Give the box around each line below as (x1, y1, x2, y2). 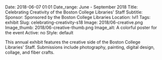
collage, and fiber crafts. (5, 49, 55, 55)
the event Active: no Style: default (5, 30, 73, 35)
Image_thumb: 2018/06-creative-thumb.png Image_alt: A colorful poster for (5, 25, 158, 30)
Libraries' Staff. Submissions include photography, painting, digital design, (5, 45, 155, 50)
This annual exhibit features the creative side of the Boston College (5, 39, 140, 45)
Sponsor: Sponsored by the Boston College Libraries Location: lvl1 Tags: (5, 15, 151, 20)
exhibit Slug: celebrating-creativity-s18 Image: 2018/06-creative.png (5, 19, 143, 25)
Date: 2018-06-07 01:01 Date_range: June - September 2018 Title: (5, 4, 138, 10)
